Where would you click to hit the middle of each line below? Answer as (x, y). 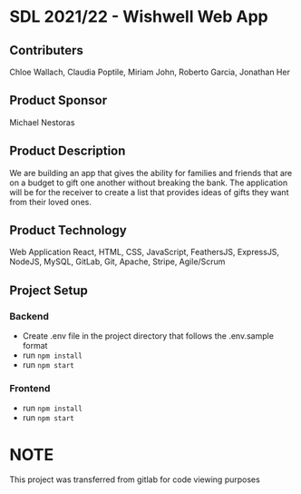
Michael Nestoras (42, 122)
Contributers (47, 50)
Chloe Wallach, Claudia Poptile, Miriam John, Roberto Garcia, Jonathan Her (150, 72)
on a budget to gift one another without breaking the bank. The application (149, 183)
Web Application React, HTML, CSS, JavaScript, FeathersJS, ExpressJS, (144, 252)
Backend (29, 316)
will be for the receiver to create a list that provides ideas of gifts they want (149, 192)
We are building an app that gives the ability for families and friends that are (151, 173)
